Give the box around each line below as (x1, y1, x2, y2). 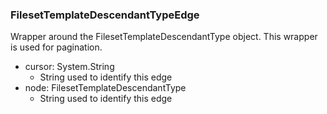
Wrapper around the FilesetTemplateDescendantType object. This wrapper (10, 31, 318, 43)
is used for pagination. (10, 41, 103, 53)
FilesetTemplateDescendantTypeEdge (10, 8, 200, 22)
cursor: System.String (24, 61, 115, 73)
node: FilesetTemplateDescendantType (24, 82, 187, 94)
